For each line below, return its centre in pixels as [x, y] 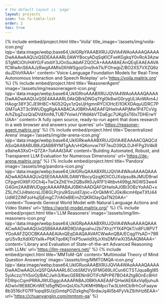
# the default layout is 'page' [38, 10]
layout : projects [23, 14]
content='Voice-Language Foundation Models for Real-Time [98, 73]
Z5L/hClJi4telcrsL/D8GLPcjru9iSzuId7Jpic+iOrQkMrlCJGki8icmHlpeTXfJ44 [81, 192]
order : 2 [14, 23]
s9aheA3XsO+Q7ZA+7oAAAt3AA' [39, 151]
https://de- [138, 156]
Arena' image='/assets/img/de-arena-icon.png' [53, 135]
